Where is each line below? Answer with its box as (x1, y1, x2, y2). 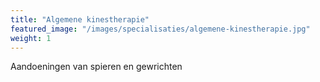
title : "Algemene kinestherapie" (10, 14, 150, 25)
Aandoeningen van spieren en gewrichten (10, 61, 183, 73)
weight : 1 (10, 33, 52, 43)
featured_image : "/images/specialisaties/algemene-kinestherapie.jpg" (10, 24, 311, 34)
